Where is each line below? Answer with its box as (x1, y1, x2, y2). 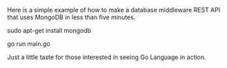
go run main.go (7, 40, 50, 47)
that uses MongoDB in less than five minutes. (7, 13, 136, 21)
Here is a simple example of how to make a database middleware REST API (7, 6, 221, 14)
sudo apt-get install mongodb (7, 27, 92, 34)
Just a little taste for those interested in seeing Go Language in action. (7, 53, 206, 61)
